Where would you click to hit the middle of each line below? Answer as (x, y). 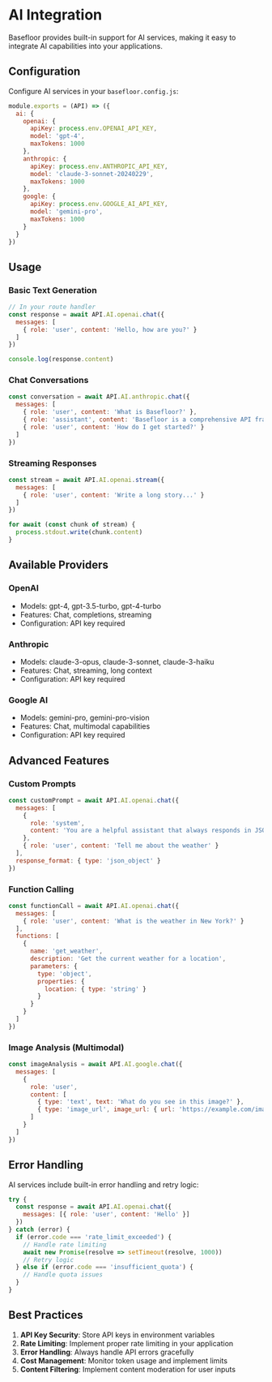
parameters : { (54, 966)
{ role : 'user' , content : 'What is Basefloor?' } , (110, 412)
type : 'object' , (65, 974)
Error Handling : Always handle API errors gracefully (107, 1352)
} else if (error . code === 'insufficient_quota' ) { (105, 1268)
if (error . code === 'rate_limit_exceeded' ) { (94, 1237)
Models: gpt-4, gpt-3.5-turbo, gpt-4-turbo (91, 605)
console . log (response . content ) (61, 359)
